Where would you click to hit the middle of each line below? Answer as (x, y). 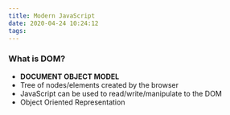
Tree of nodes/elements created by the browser (99, 84)
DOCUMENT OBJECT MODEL (70, 76)
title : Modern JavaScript (51, 16)
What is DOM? (37, 59)
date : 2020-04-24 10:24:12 (53, 23)
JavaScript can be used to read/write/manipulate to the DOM (121, 93)
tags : (17, 31)
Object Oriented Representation (72, 102)
